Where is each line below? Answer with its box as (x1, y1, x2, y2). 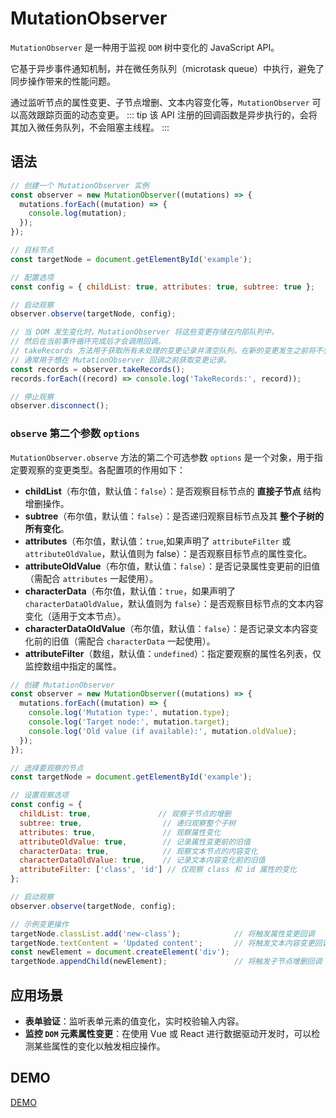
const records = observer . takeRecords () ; (10, 364, 186, 374)
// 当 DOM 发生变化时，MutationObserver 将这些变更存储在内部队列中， (10, 327, 279, 337)
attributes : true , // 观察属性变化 (19, 827, 222, 837)
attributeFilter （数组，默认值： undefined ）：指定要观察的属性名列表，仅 (24, 647, 322, 659)
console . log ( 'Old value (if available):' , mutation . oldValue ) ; (28, 726, 298, 736)
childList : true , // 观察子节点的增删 (19, 809, 232, 819)
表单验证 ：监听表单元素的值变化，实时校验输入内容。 (24, 1015, 245, 1027)
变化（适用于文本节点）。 (24, 610, 127, 622)
